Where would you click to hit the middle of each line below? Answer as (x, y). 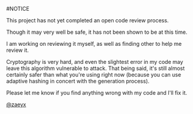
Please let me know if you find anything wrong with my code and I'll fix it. (97, 93)
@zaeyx (16, 104)
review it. (17, 50)
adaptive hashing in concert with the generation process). (78, 81)
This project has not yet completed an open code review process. (87, 20)
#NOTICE (18, 9)
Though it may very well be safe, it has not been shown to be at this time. (97, 32)
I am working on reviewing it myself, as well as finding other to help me (94, 44)
